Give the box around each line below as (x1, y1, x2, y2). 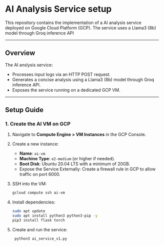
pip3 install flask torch (12, 218, 65, 223)
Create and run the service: (12, 226, 67, 232)
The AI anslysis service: (5, 62, 53, 68)
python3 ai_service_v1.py (14, 236, 67, 241)
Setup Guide (5, 106, 44, 114)
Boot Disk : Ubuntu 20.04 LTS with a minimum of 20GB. (19, 161, 130, 167)
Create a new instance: (12, 141, 59, 147)
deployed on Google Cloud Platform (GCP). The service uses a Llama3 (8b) (5, 25, 156, 30)
